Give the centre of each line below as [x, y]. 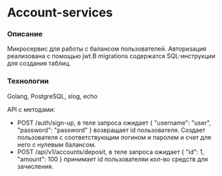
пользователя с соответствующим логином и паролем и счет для [114, 137]
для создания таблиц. [39, 64]
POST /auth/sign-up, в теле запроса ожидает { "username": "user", [114, 123]
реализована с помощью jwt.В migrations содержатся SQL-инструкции [111, 56]
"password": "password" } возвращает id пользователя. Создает [111, 130]
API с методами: [31, 109]
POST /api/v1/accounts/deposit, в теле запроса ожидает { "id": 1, [111, 151]
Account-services [60, 13]
